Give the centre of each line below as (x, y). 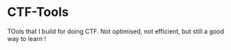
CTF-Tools (38, 12)
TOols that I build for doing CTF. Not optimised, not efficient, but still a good (116, 31)
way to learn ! (27, 38)
